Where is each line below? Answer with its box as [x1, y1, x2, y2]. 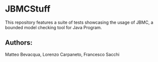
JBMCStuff [5, 3, 51, 15]
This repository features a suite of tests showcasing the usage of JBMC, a [5, 19, 154, 25]
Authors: [5, 39, 33, 47]
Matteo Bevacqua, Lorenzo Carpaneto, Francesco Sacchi [5, 51, 120, 57]
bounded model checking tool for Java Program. [5, 24, 102, 30]
